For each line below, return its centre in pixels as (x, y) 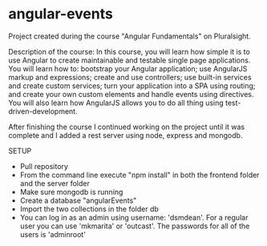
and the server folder (55, 183)
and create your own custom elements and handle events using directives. (131, 94)
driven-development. (43, 111)
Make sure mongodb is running (71, 192)
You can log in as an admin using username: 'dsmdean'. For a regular (134, 217)
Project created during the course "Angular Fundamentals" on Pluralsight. (129, 36)
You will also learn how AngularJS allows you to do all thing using (116, 103)
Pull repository (44, 166)
